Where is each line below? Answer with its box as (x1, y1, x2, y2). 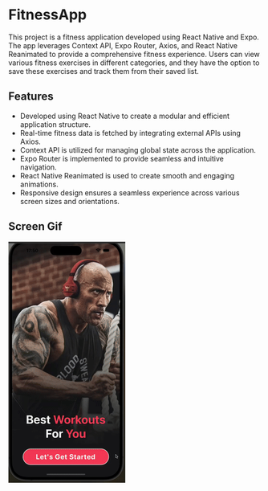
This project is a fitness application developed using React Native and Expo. (8, 32, 259, 42)
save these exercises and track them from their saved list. (8, 66, 199, 76)
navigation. (19, 162, 58, 172)
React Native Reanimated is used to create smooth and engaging (19, 170, 235, 180)
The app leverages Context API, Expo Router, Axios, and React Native (8, 40, 238, 50)
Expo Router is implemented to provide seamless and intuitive (19, 153, 225, 163)
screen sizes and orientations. (19, 196, 120, 206)
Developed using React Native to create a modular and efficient (19, 111, 230, 121)
